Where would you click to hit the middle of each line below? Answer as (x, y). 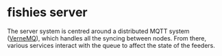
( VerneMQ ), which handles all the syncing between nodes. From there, (107, 38)
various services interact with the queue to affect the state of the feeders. (111, 45)
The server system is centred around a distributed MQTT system (98, 31)
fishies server (47, 12)
